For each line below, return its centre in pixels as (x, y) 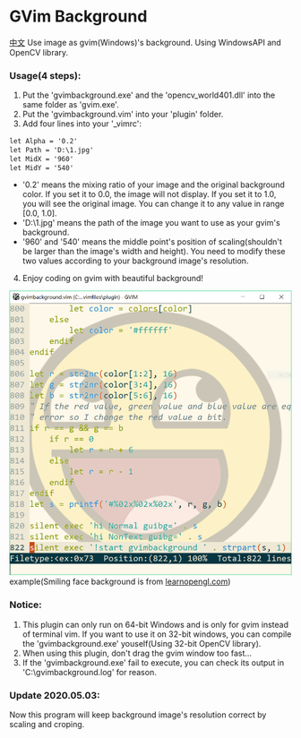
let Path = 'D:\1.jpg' (52, 150)
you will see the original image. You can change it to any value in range (153, 204)
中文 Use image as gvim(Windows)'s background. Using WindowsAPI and (146, 42)
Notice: (26, 605)
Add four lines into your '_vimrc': (82, 124)
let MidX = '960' (42, 159)
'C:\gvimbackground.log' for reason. (89, 672)
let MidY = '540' (42, 168)
